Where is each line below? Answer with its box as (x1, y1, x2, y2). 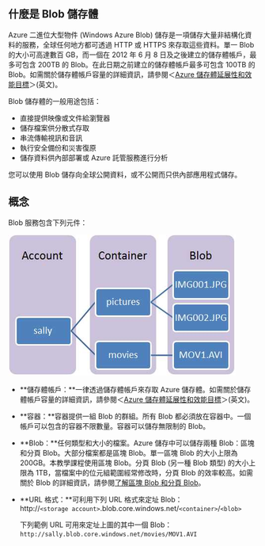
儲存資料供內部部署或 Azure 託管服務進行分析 (19, 153, 168, 162)
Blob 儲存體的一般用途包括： (8, 96, 101, 105)
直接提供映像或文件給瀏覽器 (19, 113, 111, 123)
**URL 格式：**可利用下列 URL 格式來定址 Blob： (19, 494, 183, 504)
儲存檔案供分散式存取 (19, 123, 89, 132)
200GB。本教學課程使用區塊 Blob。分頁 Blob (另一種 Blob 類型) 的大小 (19, 458, 249, 468)
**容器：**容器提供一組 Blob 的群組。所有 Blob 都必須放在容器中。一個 (19, 411, 252, 421)
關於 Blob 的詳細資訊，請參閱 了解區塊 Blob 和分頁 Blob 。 (19, 478, 206, 487)
